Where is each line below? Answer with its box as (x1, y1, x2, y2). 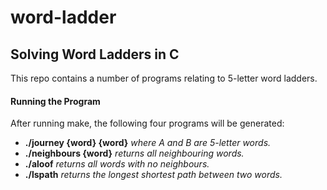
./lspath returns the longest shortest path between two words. (24, 169, 283, 181)
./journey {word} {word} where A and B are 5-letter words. (24, 137, 272, 149)
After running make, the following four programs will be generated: (10, 117, 285, 130)
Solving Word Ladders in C (10, 46, 180, 63)
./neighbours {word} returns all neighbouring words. (24, 147, 245, 160)
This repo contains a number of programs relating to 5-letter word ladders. (10, 72, 318, 84)
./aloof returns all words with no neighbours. (24, 158, 210, 170)
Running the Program (10, 95, 101, 107)
